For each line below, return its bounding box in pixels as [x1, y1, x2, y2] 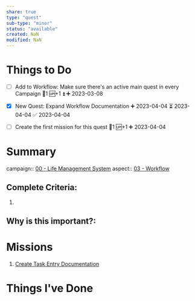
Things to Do [6, 63, 72, 77]
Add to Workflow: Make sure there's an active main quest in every [14, 83, 179, 90]
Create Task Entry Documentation [14, 260, 100, 268]
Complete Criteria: [6, 182, 77, 193]
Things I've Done [6, 282, 94, 296]
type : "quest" [6, 15, 42, 21]
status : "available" [6, 25, 59, 32]
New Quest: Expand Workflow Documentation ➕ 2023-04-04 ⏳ [14, 102, 173, 110]
